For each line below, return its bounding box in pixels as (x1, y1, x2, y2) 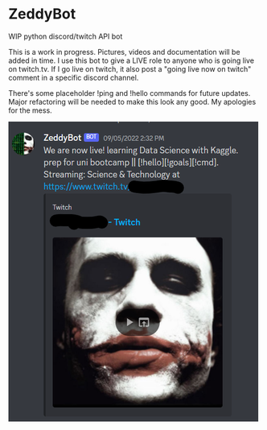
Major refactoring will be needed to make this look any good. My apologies (8, 97, 257, 106)
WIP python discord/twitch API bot (8, 31, 123, 41)
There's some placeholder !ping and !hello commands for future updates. (8, 88, 251, 97)
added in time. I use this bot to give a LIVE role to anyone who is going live (8, 56, 255, 65)
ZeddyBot (8, 5, 76, 23)
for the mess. (8, 105, 52, 115)
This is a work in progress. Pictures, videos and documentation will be (8, 47, 240, 56)
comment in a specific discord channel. (8, 72, 139, 82)
